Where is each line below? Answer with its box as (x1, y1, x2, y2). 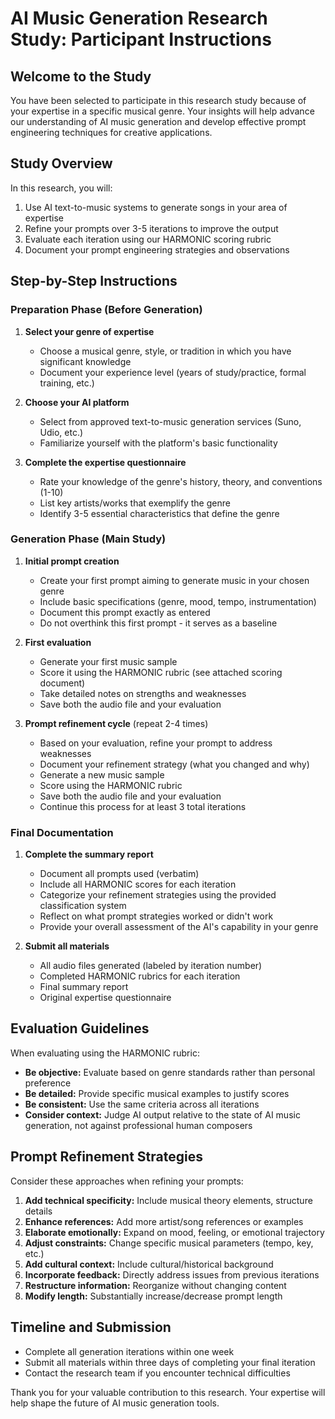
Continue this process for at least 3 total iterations (39, 800, 247, 812)
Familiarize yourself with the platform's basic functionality (39, 437, 278, 449)
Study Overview (10, 155, 113, 172)
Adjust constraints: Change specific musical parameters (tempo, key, (24, 1237, 314, 1249)
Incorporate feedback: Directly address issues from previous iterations (24, 1268, 320, 1281)
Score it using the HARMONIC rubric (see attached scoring (39, 666, 283, 678)
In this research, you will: (10, 182, 113, 194)
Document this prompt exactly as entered (39, 606, 211, 618)
